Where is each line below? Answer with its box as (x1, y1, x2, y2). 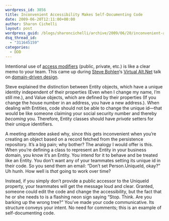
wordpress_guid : (5, 31, 39, 36)
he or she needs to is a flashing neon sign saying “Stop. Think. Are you (5, 194, 152, 200)
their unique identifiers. (5, 121, 54, 127)
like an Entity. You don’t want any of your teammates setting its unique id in (5, 157, 161, 163)
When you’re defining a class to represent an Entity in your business (5, 147, 147, 153)
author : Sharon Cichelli (5, 21, 57, 27)
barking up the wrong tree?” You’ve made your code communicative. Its (5, 199, 154, 205)
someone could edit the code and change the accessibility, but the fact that (5, 188, 162, 194)
